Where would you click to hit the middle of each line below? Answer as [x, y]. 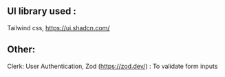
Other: [21, 50]
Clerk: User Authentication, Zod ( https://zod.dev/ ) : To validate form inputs [112, 66]
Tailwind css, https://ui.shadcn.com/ [58, 27]
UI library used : [42, 11]
